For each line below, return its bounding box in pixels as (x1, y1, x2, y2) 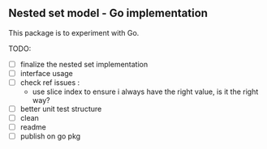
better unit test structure (19, 104, 102, 113)
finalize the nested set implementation (19, 59, 149, 69)
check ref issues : (19, 77, 80, 87)
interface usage (19, 68, 73, 78)
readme (19, 122, 46, 132)
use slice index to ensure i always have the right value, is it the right (32, 87, 259, 96)
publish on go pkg (19, 131, 81, 141)
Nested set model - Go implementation (8, 6, 209, 20)
